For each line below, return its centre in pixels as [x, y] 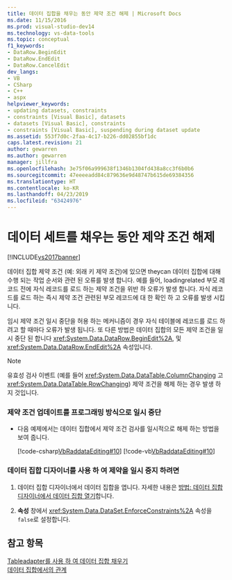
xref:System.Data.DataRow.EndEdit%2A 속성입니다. [80, 347]
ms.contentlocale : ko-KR [43, 188]
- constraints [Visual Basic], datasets [67, 117]
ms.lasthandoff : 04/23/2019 [48, 194]
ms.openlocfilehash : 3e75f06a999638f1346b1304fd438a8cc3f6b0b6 [101, 168]
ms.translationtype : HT [42, 181]
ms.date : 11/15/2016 [37, 20]
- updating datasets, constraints [57, 110]
